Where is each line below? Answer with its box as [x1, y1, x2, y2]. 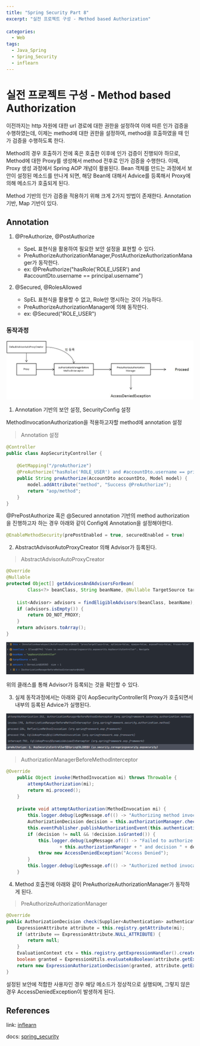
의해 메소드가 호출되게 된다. [6, 179, 70, 186]
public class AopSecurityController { [6, 450, 102, 456]
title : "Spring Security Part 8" [6, 10, 89, 16]
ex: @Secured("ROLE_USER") [23, 310, 96, 318]
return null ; [27, 937, 60, 943]
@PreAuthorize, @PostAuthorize [14, 233, 95, 240]
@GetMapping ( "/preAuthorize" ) [17, 463, 92, 469]
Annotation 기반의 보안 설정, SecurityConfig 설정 [14, 406, 131, 413]
